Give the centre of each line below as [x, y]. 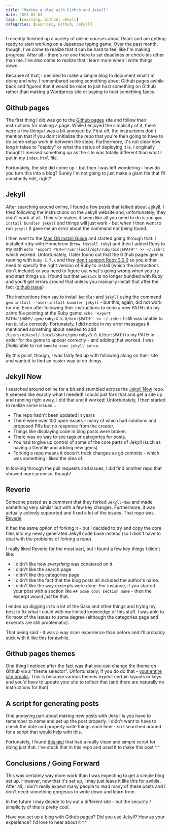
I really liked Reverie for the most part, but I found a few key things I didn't [83, 549]
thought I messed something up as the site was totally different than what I [84, 153]
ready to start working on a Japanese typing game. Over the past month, [82, 44]
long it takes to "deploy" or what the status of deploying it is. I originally [80, 147]
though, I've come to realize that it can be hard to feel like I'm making [78, 49]
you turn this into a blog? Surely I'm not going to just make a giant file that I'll [86, 173]
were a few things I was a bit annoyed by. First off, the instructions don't [81, 131]
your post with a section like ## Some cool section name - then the [82, 591]
